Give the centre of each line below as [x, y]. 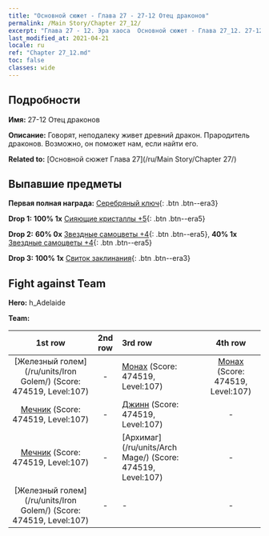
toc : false [26, 61]
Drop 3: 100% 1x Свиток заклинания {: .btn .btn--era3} [99, 258]
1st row [50, 343]
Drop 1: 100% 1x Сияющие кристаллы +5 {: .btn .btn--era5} [107, 219]
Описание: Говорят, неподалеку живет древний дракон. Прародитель [129, 135]
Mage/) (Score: [150, 458]
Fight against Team [57, 284]
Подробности [44, 100]
